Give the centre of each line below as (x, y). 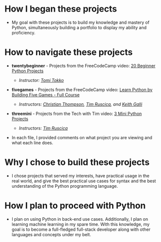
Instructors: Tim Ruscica (43, 128)
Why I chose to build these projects (77, 162)
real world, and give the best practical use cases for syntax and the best (84, 181)
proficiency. (24, 32)
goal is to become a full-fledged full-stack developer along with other (81, 229)
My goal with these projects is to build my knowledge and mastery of (80, 22)
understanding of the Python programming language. (65, 186)
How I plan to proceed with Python (75, 206)
